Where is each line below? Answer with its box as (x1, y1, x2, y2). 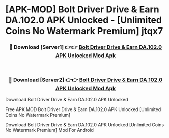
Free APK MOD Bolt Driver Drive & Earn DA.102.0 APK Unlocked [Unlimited (5, 106, 161, 113)
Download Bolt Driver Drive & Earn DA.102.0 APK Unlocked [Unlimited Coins (5, 121, 164, 128)
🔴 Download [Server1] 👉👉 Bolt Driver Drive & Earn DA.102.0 (9, 44, 162, 51)
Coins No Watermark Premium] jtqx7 (5, 25, 163, 37)
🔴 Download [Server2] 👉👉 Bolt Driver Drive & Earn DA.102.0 (8, 76, 163, 84)
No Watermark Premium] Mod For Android (5, 127, 94, 133)
